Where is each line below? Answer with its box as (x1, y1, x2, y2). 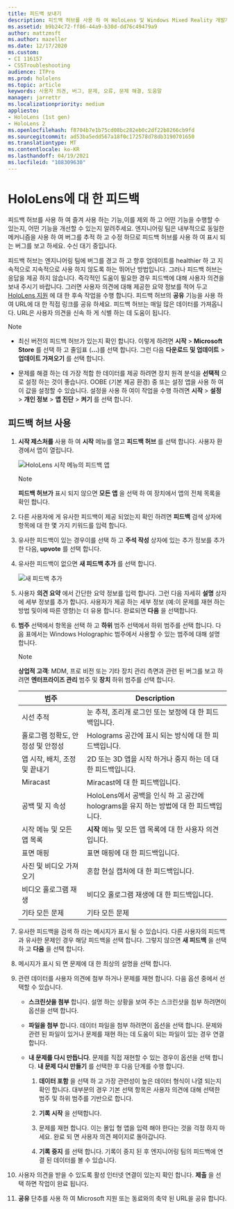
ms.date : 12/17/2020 (8, 42, 68, 49)
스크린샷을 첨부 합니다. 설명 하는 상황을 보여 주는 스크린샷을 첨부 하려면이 (28, 998, 226, 1006)
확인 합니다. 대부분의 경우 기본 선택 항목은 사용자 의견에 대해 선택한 (38, 1085, 221, 1094)
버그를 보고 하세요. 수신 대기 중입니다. (15, 241, 117, 250)
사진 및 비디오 (21, 860, 65, 870)
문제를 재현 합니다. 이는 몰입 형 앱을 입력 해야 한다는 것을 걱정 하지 (38, 1123, 218, 1132)
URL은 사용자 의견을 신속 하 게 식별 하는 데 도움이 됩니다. (17, 308, 171, 317)
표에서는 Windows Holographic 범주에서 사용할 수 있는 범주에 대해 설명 (25, 630, 221, 638)
